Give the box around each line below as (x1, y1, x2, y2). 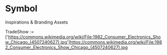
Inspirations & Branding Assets (5, 19, 68, 25)
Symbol (5, 3, 38, 14)
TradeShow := (5, 28, 34, 34)
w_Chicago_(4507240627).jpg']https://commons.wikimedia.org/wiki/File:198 (5, 39, 162, 45)
